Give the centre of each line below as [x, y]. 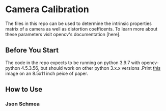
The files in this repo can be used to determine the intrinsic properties [78, 23]
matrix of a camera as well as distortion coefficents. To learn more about [81, 29]
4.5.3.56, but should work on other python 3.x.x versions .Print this [91, 68]
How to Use [24, 89]
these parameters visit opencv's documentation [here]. [63, 34]
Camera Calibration [47, 9]
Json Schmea [22, 104]
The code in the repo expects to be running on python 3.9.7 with [73, 63]
